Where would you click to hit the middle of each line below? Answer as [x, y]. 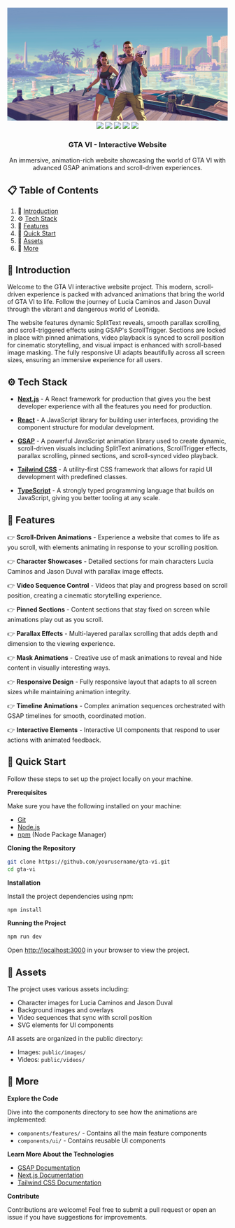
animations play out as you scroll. [55, 619]
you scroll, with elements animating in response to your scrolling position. [113, 547]
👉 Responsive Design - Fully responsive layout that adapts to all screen [112, 682]
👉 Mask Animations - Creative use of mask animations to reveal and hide [115, 657]
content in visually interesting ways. [59, 668]
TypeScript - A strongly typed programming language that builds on [116, 490]
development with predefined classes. [72, 477]
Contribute [23, 1196]
